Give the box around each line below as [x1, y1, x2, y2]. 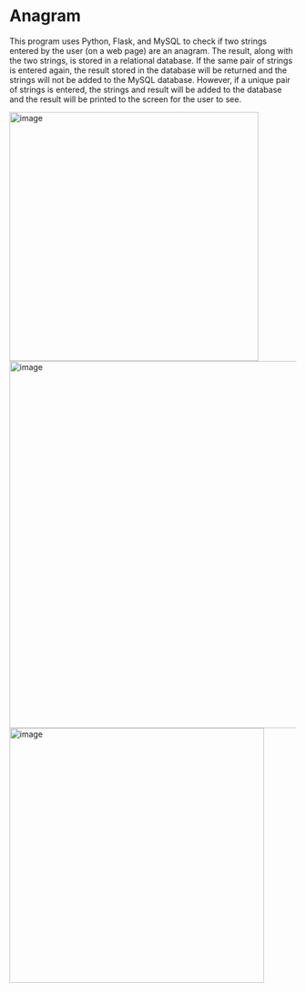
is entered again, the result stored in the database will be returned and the [9, 65, 288, 76]
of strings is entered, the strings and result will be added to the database [9, 84, 282, 95]
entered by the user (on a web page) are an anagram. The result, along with [9, 45, 293, 56]
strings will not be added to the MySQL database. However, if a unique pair [9, 74, 291, 85]
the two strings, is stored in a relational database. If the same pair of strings [9, 55, 293, 66]
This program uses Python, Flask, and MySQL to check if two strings [9, 36, 267, 46]
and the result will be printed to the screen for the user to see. [9, 93, 242, 105]
